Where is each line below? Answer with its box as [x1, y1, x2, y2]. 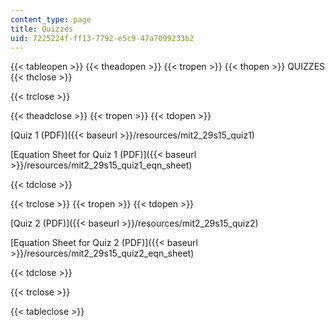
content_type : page [10, 14, 92, 25]
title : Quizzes [10, 24, 74, 34]
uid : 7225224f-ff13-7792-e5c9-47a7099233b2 [10, 33, 195, 43]
